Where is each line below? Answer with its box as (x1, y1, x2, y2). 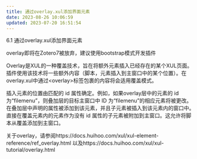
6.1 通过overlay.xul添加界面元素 (6, 37, 82, 44)
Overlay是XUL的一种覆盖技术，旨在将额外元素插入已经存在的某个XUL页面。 (6, 62, 193, 69)
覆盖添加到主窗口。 (16, 120, 64, 127)
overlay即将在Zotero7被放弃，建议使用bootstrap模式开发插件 (6, 49, 156, 57)
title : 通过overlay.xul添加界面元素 (6, 8, 90, 15)
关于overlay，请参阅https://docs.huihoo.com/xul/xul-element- (6, 132, 159, 139)
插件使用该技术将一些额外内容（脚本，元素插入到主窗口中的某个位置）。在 (6, 70, 187, 77)
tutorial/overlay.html (6, 146, 56, 154)
